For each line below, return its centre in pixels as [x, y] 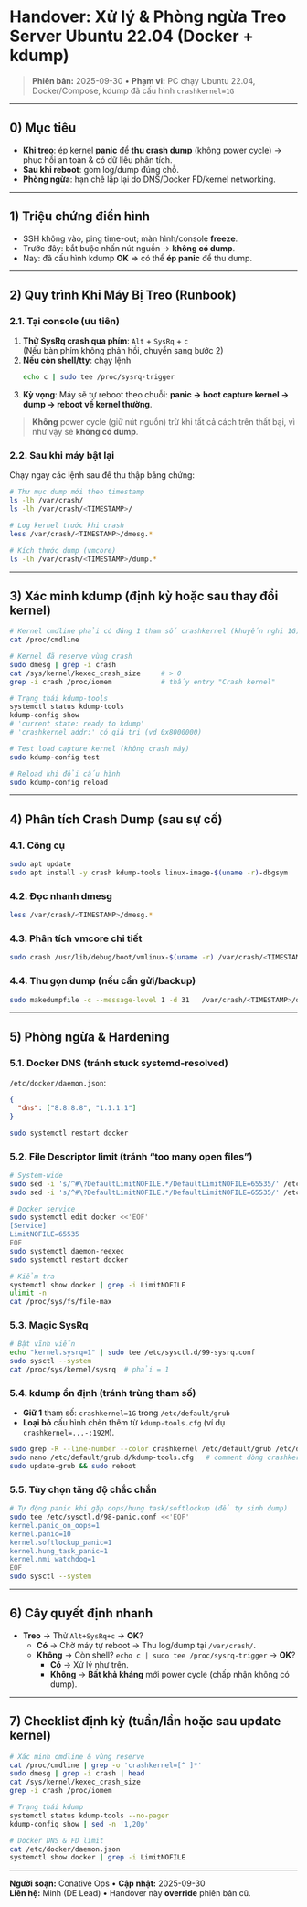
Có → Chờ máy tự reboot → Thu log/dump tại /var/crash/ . [146, 1645]
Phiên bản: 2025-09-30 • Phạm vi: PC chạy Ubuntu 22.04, [143, 80]
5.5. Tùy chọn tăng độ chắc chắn [83, 1489]
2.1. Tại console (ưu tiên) [65, 321]
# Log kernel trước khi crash [67, 526]
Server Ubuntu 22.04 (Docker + [132, 36]
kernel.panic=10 [40, 1534]
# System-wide [37, 1175]
